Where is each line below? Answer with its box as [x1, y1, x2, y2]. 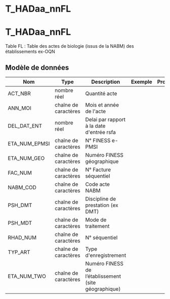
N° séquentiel [85, 234, 118, 241]
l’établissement [85, 273, 121, 280]
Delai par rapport [85, 116, 125, 123]
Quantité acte [85, 90, 117, 97]
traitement [85, 222, 110, 229]
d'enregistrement [85, 252, 126, 259]
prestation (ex [85, 202, 118, 209]
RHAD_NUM [8, 234, 37, 241]
